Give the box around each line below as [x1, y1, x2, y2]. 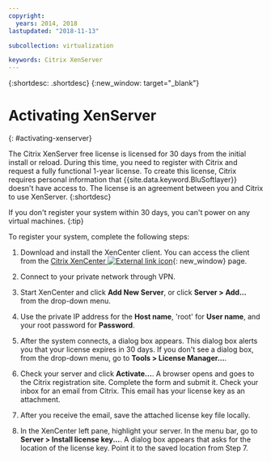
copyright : [8, 11, 45, 20]
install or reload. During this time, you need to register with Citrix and [8, 158, 238, 167]
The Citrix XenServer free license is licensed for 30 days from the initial [8, 149, 247, 159]
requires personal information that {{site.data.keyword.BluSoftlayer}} [8, 175, 237, 184]
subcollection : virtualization [8, 41, 114, 49]
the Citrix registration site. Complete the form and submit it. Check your [19, 378, 259, 387]
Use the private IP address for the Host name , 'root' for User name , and [19, 312, 260, 322]
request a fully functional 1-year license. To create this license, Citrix [8, 167, 237, 176]
